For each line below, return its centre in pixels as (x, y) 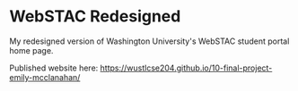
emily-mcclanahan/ (45, 77)
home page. (31, 50)
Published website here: (54, 68)
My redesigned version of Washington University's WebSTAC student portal (149, 41)
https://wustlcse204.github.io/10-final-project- (186, 68)
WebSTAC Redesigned (95, 17)
